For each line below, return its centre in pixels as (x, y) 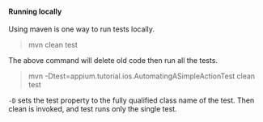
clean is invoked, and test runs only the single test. (93, 109)
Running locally (35, 11)
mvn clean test (53, 45)
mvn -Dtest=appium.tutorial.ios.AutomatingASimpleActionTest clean (142, 76)
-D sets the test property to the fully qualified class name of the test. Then (131, 100)
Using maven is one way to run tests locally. (82, 29)
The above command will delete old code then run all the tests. (113, 61)
